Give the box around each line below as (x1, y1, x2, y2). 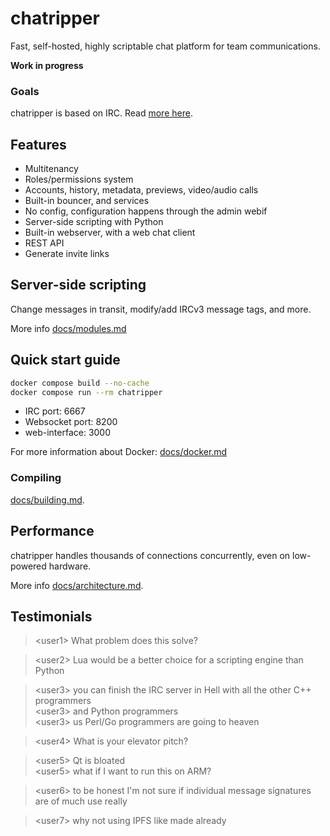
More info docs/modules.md (10, 322, 127, 334)
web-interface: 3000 (24, 427, 112, 439)
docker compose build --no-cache (10, 378, 150, 388)
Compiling (10, 471, 62, 485)
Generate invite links (24, 248, 110, 260)
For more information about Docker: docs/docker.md (10, 446, 228, 458)
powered (10, 560, 47, 572)
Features (10, 136, 67, 153)
